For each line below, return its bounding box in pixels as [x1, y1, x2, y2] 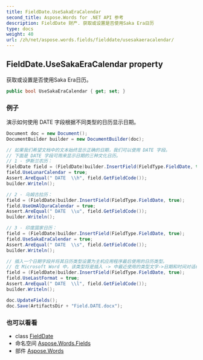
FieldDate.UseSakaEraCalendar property [6, 59, 163, 69]
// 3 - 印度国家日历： [6, 225, 57, 231]
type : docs [6, 25, 34, 32]
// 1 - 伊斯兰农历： [6, 158, 53, 164]
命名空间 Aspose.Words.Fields [14, 339, 91, 347]
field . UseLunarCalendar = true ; [6, 170, 88, 176]
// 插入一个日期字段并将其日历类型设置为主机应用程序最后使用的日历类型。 [6, 258, 167, 265]
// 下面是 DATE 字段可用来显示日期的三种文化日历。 [6, 152, 121, 159]
